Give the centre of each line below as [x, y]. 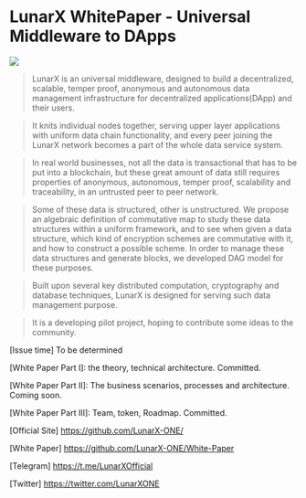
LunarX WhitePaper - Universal [130, 17]
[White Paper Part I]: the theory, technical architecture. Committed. [135, 367]
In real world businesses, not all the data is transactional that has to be [164, 163]
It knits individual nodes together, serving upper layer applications [156, 125]
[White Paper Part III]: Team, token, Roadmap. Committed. [118, 412]
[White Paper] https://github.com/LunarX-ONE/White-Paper [122, 448]
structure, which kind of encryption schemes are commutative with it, [163, 238]
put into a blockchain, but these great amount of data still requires [156, 172]
